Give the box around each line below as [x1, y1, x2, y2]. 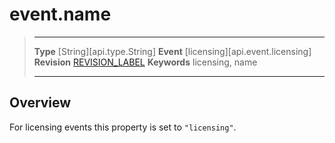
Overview [9, 94, 72, 112]
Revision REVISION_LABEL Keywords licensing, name [33, 56, 258, 68]
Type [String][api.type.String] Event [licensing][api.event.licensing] [33, 45, 312, 57]
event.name [9, 3, 112, 26]
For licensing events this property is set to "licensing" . [9, 121, 237, 133]
